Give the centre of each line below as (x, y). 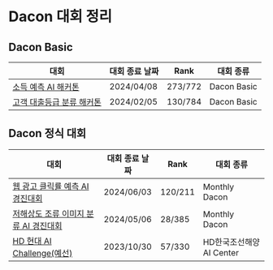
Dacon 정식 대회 (48, 133)
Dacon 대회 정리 (60, 17)
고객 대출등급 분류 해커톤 (57, 102)
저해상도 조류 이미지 (49, 213)
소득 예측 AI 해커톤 (46, 87)
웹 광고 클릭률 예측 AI (51, 186)
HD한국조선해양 (231, 242)
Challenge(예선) (43, 253)
